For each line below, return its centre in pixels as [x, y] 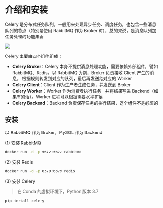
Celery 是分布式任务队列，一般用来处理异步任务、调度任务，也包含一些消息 [81, 24]
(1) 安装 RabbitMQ [23, 143]
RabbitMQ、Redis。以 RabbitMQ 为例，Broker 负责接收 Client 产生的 [81, 72]
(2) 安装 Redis [19, 162]
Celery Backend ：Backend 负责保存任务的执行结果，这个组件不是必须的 [85, 103]
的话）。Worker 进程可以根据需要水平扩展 [62, 97]
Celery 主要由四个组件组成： [34, 56]
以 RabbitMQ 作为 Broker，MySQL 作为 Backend [54, 132]
